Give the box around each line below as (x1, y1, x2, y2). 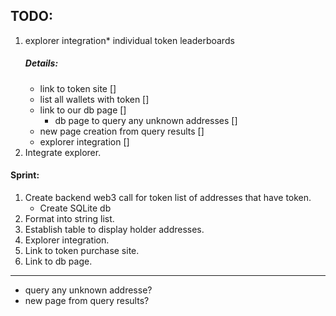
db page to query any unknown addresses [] (54, 114, 238, 126)
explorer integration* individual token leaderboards (24, 34, 235, 46)
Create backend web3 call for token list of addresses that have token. (24, 191, 312, 203)
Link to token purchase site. (24, 244, 140, 256)
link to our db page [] (39, 104, 127, 116)
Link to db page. (24, 255, 93, 267)
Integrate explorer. (24, 146, 102, 158)
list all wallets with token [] (39, 93, 150, 105)
